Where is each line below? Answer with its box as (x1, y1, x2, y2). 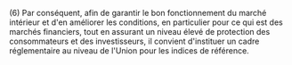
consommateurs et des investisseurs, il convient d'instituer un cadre (9, 36, 260, 46)
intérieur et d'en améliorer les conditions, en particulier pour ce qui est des (9, 17, 283, 28)
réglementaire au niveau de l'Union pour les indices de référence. (9, 45, 249, 56)
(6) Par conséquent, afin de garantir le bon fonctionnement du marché (9, 8, 267, 18)
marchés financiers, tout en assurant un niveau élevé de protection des (9, 27, 271, 37)
